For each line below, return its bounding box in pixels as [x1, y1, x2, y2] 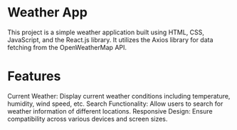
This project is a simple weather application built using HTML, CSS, [7, 28, 205, 36]
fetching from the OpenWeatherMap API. [7, 43, 127, 51]
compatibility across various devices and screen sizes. [7, 114, 168, 123]
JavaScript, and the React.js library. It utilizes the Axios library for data [7, 35, 214, 44]
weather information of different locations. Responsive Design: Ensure [7, 106, 213, 115]
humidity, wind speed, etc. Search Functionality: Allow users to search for [7, 99, 223, 108]
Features [7, 69, 61, 84]
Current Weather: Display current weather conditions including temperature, [7, 91, 231, 100]
